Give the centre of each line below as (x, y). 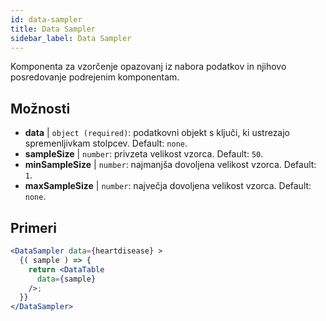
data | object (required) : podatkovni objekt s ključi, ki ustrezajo (157, 133)
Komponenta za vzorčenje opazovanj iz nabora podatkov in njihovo (148, 67)
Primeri (33, 227)
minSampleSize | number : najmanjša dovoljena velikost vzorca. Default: (170, 165)
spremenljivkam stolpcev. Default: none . (106, 143)
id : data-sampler (46, 19)
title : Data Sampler (53, 29)
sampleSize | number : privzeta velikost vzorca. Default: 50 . (144, 154)
